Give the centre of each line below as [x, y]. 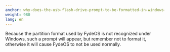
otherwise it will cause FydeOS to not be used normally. [63, 44]
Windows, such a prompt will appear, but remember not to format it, [76, 39]
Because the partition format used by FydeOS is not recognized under [78, 34]
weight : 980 [18, 15]
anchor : [13, 10]
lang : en [14, 19]
